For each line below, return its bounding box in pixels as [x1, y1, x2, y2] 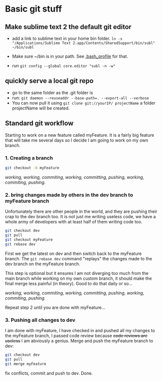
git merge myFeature [5, 361, 47, 366]
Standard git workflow [5, 119, 74, 127]
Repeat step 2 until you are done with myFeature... [5, 304, 105, 310]
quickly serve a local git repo [5, 77, 94, 85]
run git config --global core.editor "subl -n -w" [12, 63, 116, 68]
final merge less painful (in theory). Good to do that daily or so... [5, 280, 133, 286]
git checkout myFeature [5, 237, 53, 242]
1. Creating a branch [5, 154, 53, 161]
